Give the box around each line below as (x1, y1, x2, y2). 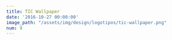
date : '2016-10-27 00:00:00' (6, 14, 79, 20)
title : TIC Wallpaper (6, 8, 60, 15)
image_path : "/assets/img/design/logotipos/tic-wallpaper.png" (6, 19, 167, 25)
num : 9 (6, 25, 23, 31)
